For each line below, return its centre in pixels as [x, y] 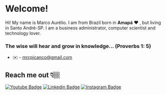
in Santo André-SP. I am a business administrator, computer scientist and [80, 27]
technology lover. [23, 33]
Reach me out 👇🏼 [32, 75]
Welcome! [27, 9]
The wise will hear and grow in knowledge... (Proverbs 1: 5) [78, 46]
